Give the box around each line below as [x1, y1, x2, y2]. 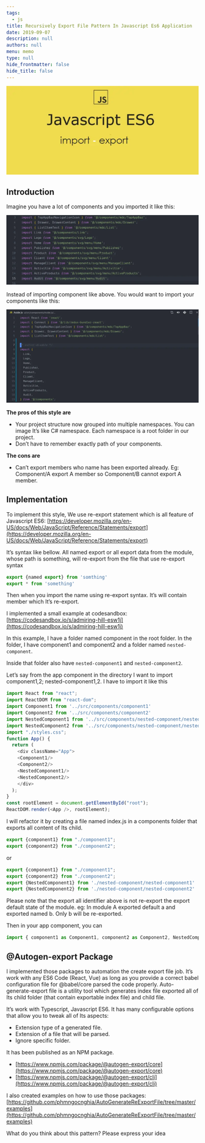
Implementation [6, 494, 68, 505]
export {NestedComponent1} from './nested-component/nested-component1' [6, 880, 195, 886]
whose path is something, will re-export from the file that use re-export [6, 555, 185, 562]
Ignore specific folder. [15, 1037, 71, 1044]
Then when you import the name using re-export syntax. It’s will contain [6, 592, 187, 599]
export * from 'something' [6, 581, 75, 587]
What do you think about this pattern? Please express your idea [6, 1130, 166, 1137]
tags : [6, 10, 20, 16]
